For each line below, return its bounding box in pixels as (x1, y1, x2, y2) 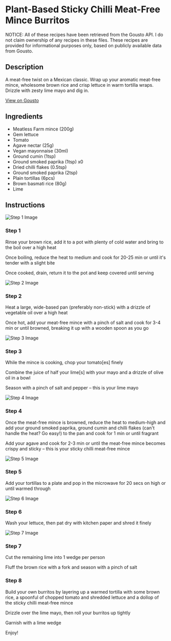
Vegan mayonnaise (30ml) (12, 147, 69, 154)
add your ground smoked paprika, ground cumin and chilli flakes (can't (5, 425, 155, 431)
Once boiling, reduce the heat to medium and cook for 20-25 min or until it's (5, 254, 166, 260)
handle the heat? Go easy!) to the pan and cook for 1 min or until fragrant (5, 430, 159, 436)
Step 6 (5, 508, 22, 515)
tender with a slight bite (5, 259, 55, 266)
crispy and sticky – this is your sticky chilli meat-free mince (5, 445, 130, 451)
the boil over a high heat (5, 244, 57, 250)
